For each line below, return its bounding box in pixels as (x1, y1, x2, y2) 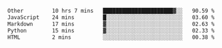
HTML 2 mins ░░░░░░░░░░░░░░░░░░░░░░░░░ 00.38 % (7, 33, 215, 41)
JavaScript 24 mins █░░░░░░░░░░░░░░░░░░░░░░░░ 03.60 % (7, 13, 215, 21)
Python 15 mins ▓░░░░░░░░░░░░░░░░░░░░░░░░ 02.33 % (7, 27, 215, 34)
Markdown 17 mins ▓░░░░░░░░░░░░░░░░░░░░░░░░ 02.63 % (7, 20, 215, 28)
